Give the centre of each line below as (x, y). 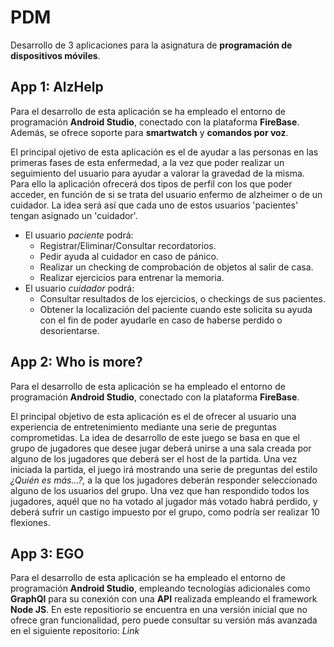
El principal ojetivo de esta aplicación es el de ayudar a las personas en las (164, 152)
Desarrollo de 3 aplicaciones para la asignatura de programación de (151, 45)
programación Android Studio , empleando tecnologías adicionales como (160, 588)
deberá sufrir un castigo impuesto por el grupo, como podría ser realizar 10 (165, 512)
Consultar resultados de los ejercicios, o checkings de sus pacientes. (182, 298)
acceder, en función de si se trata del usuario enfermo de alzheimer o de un (166, 194)
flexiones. (30, 522)
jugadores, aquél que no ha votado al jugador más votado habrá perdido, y (164, 501)
